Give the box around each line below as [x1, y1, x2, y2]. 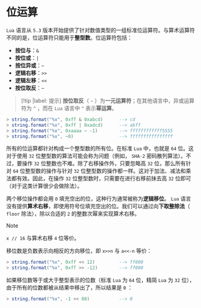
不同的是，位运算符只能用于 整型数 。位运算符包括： [6, 34, 133, 41]
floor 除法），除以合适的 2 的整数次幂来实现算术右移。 [6, 210, 140, 217]
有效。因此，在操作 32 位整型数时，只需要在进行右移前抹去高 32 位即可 [16, 175, 191, 182]
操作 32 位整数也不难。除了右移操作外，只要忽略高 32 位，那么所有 [22, 160, 186, 167]
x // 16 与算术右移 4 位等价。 [6, 235, 80, 242]
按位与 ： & [14, 46, 39, 54]
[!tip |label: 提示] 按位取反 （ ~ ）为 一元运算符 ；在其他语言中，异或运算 [20, 97, 195, 104]
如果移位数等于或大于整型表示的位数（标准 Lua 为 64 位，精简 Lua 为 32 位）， [6, 277, 195, 284]
